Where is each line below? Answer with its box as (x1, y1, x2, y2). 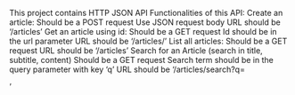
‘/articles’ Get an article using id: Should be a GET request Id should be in (9, 27, 278, 36)
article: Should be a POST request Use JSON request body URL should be (9, 17, 281, 28)
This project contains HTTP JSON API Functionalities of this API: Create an (9, 8, 283, 18)
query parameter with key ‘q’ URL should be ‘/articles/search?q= (9, 64, 245, 75)
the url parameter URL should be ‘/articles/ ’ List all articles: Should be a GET (9, 36, 288, 46)
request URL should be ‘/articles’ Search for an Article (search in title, (9, 45, 263, 56)
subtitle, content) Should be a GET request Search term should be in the (9, 55, 274, 65)
